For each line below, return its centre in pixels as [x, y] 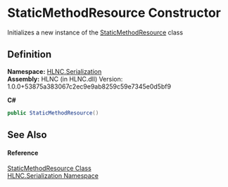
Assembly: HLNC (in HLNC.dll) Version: [65, 79]
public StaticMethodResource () [53, 113]
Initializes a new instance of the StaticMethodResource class [95, 32]
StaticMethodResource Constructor [114, 13]
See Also [27, 135]
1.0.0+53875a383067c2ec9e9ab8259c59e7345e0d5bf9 [89, 86]
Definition [29, 54]
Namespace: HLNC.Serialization [55, 71]
